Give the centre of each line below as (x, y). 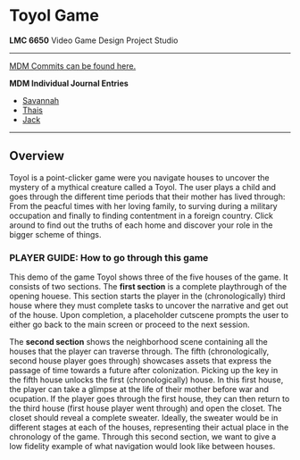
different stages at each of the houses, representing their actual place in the (149, 427)
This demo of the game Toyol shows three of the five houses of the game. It (149, 277)
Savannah (41, 100)
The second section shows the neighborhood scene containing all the (138, 342)
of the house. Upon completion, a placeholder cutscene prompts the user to (149, 315)
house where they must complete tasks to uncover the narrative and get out (149, 305)
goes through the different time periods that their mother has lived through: (147, 197)
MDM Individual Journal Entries (69, 83)
